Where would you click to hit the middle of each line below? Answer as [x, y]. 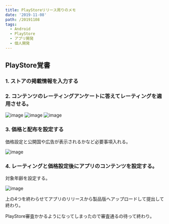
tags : [11, 24]
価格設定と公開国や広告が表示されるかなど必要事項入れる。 [68, 142]
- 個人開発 [20, 43]
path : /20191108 [22, 19]
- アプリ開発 [22, 39]
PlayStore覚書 [28, 65]
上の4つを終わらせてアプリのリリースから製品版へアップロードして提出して [85, 199]
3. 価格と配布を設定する [34, 129]
